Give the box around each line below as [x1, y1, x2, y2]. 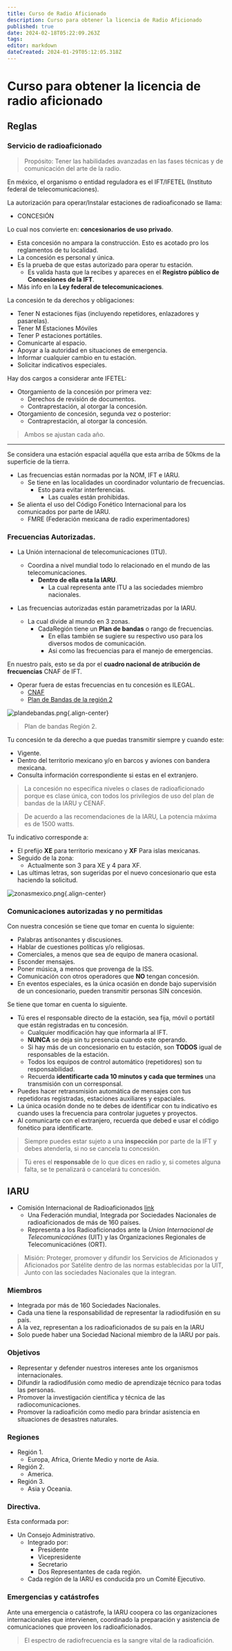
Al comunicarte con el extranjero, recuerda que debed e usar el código [17, 1116, 219, 1125]
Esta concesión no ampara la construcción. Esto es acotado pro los [17, 238, 209, 247]
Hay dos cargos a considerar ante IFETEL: [7, 374, 127, 382]
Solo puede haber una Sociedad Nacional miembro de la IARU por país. [17, 1330, 220, 1339]
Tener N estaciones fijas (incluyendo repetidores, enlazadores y [17, 309, 200, 318]
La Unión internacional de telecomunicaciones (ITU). [17, 548, 167, 556]
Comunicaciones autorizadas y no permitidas [7, 906, 164, 916]
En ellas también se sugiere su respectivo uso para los [48, 632, 204, 640]
